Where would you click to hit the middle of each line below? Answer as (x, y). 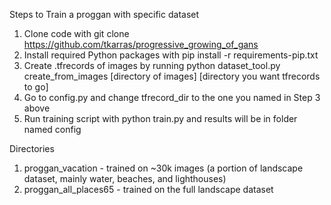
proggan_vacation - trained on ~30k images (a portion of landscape (163, 168)
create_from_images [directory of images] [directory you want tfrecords (172, 76)
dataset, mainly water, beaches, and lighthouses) (125, 178)
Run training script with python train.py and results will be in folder (160, 118)
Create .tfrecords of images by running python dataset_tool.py (152, 65)
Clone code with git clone (76, 33)
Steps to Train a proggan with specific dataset (104, 14)
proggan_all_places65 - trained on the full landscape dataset (148, 189)
